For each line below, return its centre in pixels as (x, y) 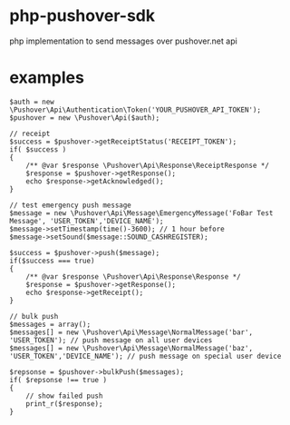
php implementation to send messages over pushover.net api (123, 41)
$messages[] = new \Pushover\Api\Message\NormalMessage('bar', (131, 332)
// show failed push (64, 396)
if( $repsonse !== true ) (58, 380)
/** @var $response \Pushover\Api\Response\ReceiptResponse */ (148, 165)
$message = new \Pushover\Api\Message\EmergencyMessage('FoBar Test (141, 213)
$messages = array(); (50, 324)
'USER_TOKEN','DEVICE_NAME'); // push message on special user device (145, 356)
